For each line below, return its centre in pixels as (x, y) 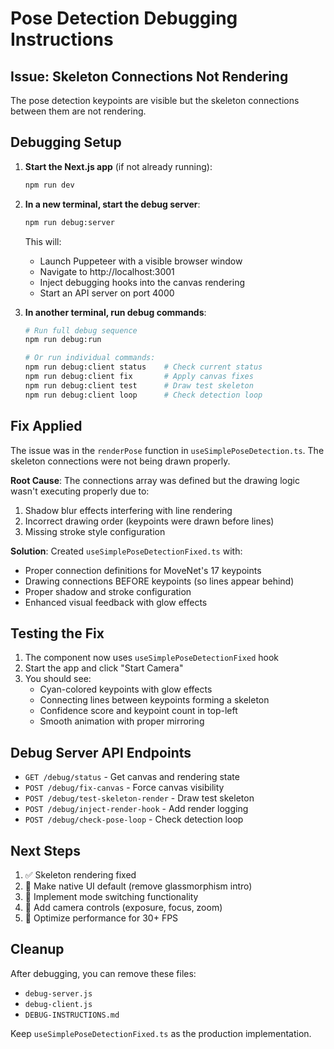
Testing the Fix (57, 633)
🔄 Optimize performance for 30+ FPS (101, 918)
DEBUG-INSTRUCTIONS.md (72, 1015)
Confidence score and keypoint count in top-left (138, 711)
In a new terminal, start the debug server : (112, 204)
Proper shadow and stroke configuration (108, 591)
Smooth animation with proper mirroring (122, 721)
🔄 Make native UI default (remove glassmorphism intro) (138, 886)
